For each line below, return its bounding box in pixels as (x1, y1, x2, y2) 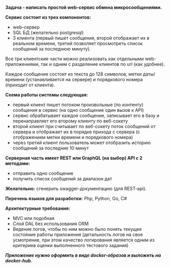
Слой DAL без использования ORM (12, 221, 89, 227)
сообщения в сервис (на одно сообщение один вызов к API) (12, 107, 144, 113)
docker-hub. (5, 258, 33, 263)
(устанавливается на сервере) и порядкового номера (25, 77, 143, 82)
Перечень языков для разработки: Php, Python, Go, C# (5, 196, 127, 201)
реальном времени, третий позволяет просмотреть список (12, 40, 143, 46)
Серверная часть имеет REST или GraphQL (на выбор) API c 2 (5, 155, 143, 161)
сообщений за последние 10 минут (12, 145, 89, 151)
